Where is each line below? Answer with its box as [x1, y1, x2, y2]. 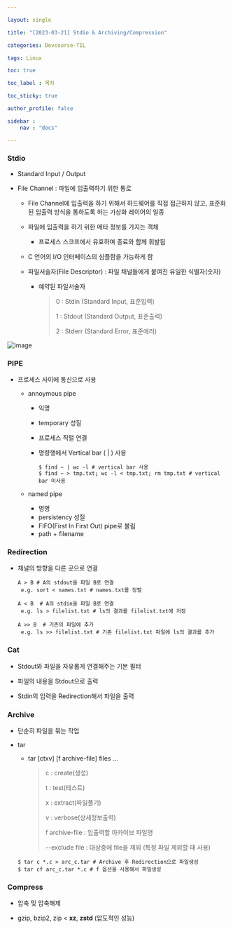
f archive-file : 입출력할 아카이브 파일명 [45, 828, 153, 836]
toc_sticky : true [7, 93, 58, 100]
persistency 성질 [38, 513, 85, 521]
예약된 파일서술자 [38, 282, 86, 290]
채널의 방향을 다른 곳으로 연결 [17, 564, 98, 573]
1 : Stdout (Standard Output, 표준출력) [55, 312, 163, 320]
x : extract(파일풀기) [45, 798, 101, 807]
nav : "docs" [20, 124, 58, 131]
